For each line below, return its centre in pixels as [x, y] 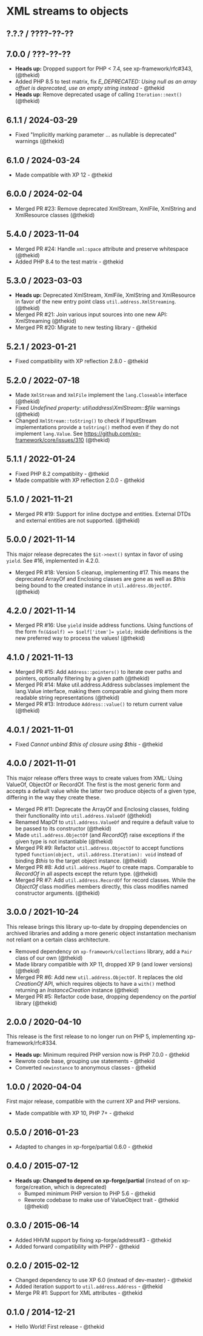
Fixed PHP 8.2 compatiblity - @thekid [62, 473]
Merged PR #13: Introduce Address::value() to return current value [99, 704]
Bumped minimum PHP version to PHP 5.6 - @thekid [90, 1193]
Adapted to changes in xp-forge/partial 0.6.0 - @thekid [84, 1147]
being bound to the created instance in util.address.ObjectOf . [93, 585]
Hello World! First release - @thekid [60, 1327]
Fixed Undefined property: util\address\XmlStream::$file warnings [98, 408]
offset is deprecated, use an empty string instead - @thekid [90, 88]
